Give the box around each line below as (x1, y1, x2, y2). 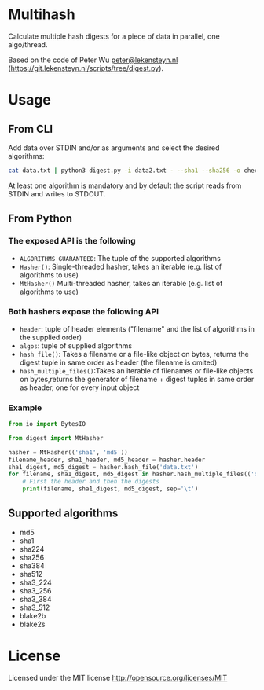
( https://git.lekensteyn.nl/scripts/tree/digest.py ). (8, 63, 163, 72)
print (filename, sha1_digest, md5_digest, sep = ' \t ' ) (22, 485, 199, 493)
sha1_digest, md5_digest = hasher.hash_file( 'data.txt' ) (8, 463, 199, 471)
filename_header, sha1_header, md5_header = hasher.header (8, 456, 206, 464)
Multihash (8, 6, 76, 24)
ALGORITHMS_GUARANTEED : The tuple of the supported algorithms (19, 253, 222, 262)
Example (8, 402, 42, 413)
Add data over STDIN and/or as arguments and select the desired (8, 143, 220, 152)
